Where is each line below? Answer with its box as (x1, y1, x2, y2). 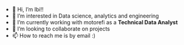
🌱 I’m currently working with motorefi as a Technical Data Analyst (12, 19, 178, 26)
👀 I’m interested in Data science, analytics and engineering (12, 12, 159, 19)
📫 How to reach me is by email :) (12, 32, 96, 39)
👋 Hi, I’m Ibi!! (12, 6, 44, 13)
